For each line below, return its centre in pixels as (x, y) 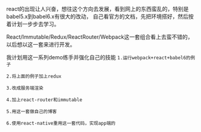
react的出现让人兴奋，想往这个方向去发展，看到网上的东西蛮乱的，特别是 (97, 9)
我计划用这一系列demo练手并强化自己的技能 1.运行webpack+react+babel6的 (98, 57)
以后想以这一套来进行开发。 (41, 45)
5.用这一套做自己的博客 (32, 111)
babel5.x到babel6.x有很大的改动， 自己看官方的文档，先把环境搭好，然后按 (100, 16)
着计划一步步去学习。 (33, 24)
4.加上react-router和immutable (44, 100)
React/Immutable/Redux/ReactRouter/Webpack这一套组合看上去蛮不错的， (100, 37)
